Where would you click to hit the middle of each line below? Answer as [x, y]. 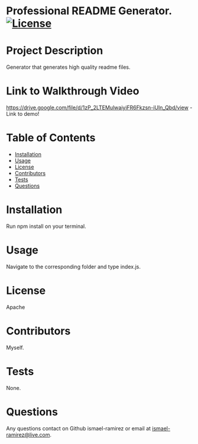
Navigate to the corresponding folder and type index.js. [73, 267]
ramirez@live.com [28, 435]
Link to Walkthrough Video [73, 91]
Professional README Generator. [89, 11]
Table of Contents [51, 138]
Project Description [55, 51]
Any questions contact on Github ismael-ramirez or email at [79, 428]
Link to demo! [23, 114]
